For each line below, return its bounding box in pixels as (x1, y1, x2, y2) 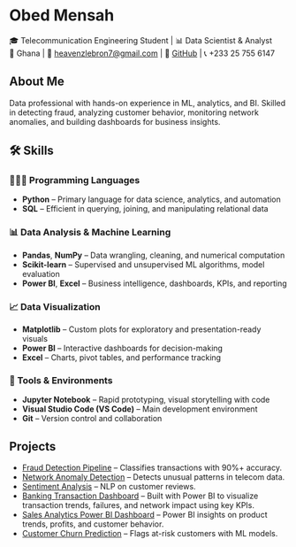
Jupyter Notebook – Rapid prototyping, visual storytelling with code (21, 395, 270, 405)
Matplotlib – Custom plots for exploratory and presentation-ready (21, 324, 262, 335)
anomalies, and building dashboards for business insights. (9, 116, 221, 127)
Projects (9, 439, 57, 454)
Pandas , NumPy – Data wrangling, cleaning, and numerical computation (21, 250, 285, 260)
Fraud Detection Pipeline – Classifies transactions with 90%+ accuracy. (21, 462, 283, 474)
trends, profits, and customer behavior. (21, 519, 164, 529)
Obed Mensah (9, 5, 115, 26)
